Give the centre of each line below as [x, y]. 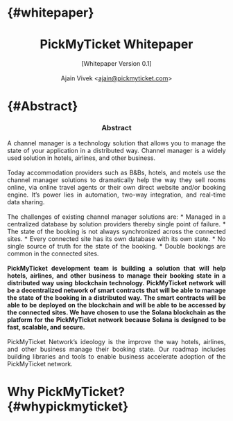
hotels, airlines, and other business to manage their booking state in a [116, 276]
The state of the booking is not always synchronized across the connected [116, 231]
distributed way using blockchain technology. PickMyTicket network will [116, 283]
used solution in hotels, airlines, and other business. [81, 158]
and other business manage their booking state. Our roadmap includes [116, 349]
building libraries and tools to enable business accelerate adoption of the [116, 356]
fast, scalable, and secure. [46, 327]
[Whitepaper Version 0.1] [116, 64]
